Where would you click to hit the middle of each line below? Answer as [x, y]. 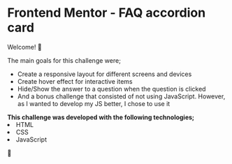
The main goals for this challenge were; [64, 60]
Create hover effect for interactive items [75, 81]
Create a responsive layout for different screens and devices [104, 74]
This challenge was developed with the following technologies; [101, 117]
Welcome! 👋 [24, 47]
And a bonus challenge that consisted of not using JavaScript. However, [121, 96]
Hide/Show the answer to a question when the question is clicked [111, 89]
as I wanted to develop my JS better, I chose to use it [94, 103]
